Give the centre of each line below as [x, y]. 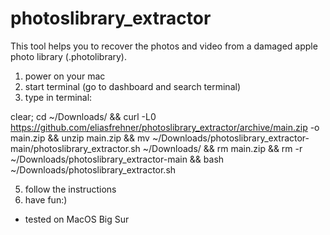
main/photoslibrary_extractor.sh [75, 148]
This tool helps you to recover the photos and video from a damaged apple [164, 46]
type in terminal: [58, 97]
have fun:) [46, 199]
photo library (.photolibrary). [69, 56]
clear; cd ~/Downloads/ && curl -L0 [83, 116]
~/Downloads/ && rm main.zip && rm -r [222, 148]
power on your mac [65, 76]
